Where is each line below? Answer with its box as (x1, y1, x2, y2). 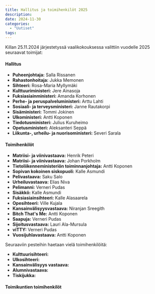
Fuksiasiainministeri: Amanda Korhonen (12, 93, 96, 99)
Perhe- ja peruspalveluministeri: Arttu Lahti (12, 98, 103, 105)
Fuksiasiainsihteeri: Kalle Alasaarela (12, 195, 88, 201)
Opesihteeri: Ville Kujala (12, 200, 63, 206)
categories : (5, 21, 30, 26)
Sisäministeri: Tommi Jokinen (12, 109, 75, 115)
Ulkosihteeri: (12, 257, 40, 263)
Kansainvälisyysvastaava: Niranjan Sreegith (12, 205, 105, 212)
